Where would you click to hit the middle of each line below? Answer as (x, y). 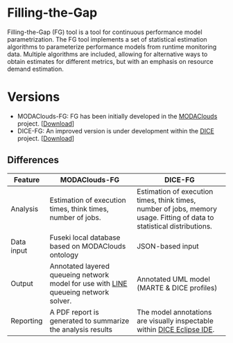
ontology (64, 255)
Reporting (27, 321)
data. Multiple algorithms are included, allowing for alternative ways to (107, 54)
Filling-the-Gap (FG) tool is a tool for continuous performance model (105, 32)
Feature (27, 180)
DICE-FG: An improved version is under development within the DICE (116, 131)
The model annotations (174, 312)
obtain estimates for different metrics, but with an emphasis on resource (110, 61)
